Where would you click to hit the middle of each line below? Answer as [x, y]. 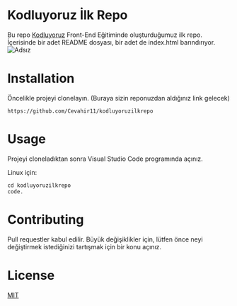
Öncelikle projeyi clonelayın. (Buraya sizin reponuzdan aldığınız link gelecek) [118, 98]
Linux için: [22, 172]
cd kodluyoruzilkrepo [39, 185]
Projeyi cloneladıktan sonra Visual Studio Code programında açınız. [105, 159]
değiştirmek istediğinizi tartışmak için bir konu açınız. [84, 246]
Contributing [46, 220]
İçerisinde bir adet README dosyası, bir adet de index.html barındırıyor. [111, 42]
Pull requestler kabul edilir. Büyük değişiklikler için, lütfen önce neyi [105, 239]
